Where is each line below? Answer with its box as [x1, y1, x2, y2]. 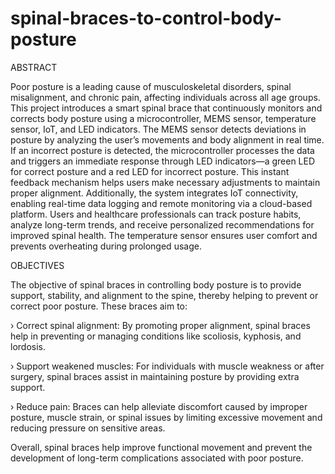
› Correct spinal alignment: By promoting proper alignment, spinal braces [10, 319, 311, 331]
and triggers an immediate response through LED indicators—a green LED [10, 155, 316, 167]
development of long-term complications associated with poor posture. [10, 452, 304, 464]
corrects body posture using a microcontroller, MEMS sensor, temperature [10, 112, 317, 124]
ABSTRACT [10, 61, 58, 73]
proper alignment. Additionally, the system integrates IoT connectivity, [10, 187, 299, 199]
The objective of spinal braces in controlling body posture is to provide [10, 278, 302, 291]
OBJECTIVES [10, 259, 65, 271]
